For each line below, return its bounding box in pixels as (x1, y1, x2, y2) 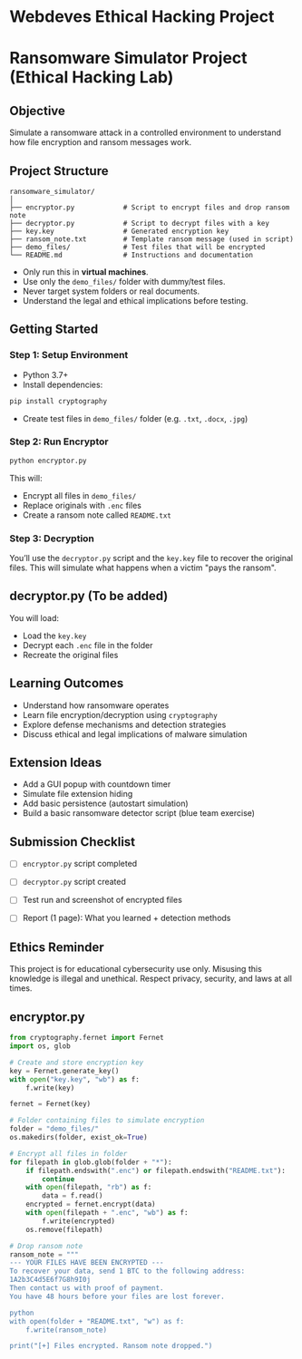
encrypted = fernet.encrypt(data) (25, 1199, 156, 1209)
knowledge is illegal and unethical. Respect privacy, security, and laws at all (9, 973, 293, 985)
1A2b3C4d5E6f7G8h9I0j (9, 1276, 92, 1285)
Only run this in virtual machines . (22, 267, 149, 277)
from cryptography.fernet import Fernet (9, 1034, 165, 1043)
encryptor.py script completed (22, 859, 138, 869)
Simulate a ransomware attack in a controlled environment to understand (9, 127, 281, 138)
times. (9, 983, 33, 994)
